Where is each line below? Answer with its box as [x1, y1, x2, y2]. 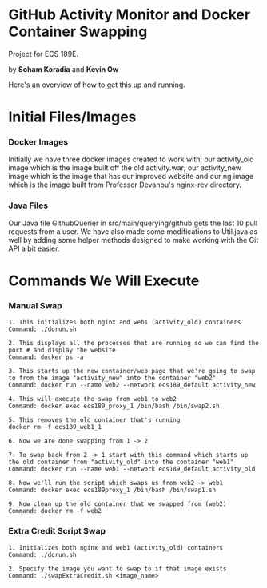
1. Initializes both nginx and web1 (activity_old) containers [8, 543, 224, 552]
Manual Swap [8, 300, 62, 311]
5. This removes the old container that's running [8, 416, 181, 424]
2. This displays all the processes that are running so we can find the [8, 340, 260, 348]
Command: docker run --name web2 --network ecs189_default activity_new [8, 381, 256, 389]
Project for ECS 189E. [8, 49, 78, 58]
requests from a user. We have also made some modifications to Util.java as [8, 226, 258, 236]
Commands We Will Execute [8, 272, 200, 289]
